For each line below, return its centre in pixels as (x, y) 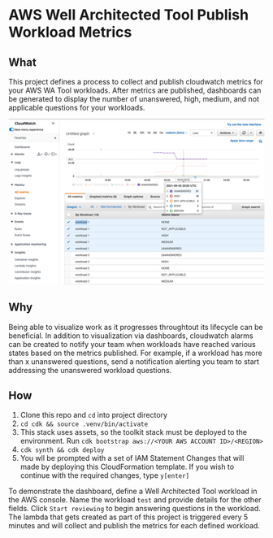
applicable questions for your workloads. (77, 108)
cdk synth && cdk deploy (62, 450)
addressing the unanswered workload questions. (90, 370)
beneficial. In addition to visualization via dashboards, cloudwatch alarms (131, 336)
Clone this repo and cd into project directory (94, 415)
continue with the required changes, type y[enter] (105, 475)
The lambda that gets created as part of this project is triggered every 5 (128, 517)
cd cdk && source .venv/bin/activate (84, 424)
